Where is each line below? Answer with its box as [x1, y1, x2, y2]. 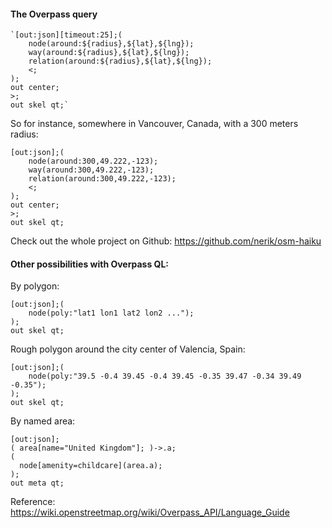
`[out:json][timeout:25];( [10, 30, 123, 40]
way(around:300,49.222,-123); [28, 165, 155, 175]
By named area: [10, 415, 76, 427]
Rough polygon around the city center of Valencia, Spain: [10, 343, 246, 355]
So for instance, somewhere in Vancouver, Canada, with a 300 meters [10, 118, 299, 130]
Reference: [10, 496, 56, 508]
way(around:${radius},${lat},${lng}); [28, 48, 190, 58]
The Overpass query [10, 8, 98, 20]
